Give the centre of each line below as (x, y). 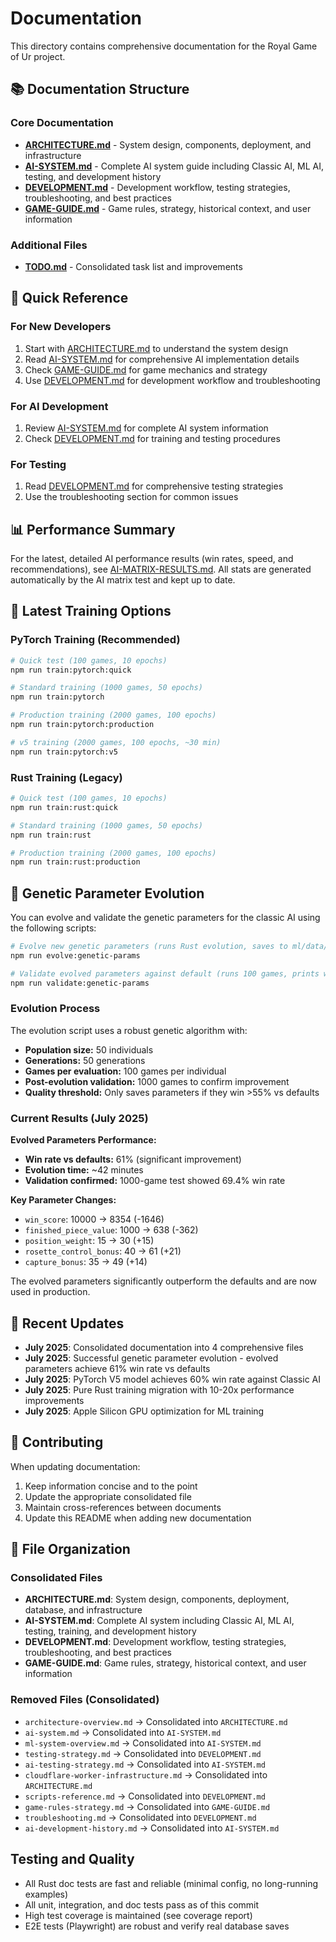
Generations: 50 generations (85, 1060)
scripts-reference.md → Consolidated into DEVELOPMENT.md (145, 1796)
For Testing (38, 464)
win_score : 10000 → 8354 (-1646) (94, 1219)
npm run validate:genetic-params (80, 983)
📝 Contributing (57, 1442)
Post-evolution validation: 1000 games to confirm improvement (157, 1081)
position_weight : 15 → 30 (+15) (89, 1241)
